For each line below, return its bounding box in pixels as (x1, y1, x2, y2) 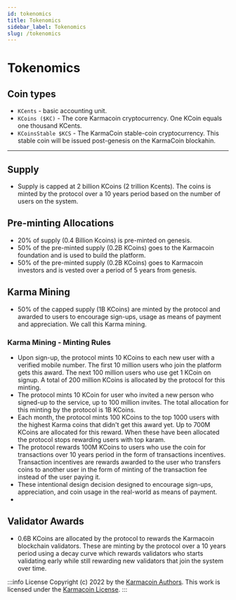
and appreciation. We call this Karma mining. (17, 320, 147, 328)
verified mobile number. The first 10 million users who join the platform (17, 360, 222, 369)
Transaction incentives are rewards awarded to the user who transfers (17, 457, 221, 466)
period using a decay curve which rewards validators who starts (17, 549, 204, 557)
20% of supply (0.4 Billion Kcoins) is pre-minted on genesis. (17, 236, 192, 244)
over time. (17, 563, 47, 573)
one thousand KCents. (17, 122, 82, 130)
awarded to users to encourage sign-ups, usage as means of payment (17, 312, 221, 320)
